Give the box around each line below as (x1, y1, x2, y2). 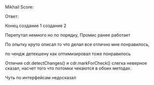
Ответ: (5, 14, 19, 19)
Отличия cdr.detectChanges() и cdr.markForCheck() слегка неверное (5, 60, 147, 66)
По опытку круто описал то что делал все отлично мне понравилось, (5, 42, 150, 47)
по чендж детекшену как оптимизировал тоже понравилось (5, 51, 131, 57)
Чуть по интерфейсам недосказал (5, 75, 77, 80)
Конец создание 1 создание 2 (5, 23, 67, 28)
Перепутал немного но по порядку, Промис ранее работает (5, 32, 131, 38)
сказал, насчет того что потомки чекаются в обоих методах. (5, 65, 132, 71)
